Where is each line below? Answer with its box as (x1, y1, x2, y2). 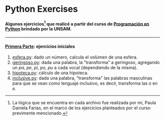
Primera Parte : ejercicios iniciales (5, 43, 75, 49)
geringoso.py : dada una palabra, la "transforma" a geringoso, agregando (12, 60, 160, 65)
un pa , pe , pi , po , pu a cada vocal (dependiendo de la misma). (12, 65, 138, 71)
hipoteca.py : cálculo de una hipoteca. (12, 70, 88, 76)
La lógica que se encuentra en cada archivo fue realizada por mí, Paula (12, 100, 156, 106)
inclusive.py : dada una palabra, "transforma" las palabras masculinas (12, 75, 153, 81)
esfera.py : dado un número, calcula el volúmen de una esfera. (12, 54, 138, 60)
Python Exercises (5, 3, 78, 15)
